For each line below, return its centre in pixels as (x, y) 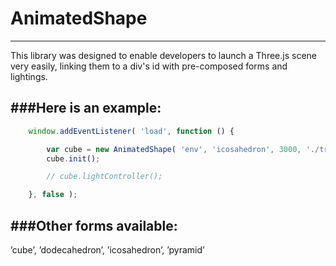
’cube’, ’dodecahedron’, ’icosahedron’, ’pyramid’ (107, 249)
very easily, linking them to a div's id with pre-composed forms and (149, 66)
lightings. (29, 76)
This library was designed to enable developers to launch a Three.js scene (163, 55)
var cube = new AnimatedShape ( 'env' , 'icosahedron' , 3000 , (174, 149)
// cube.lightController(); (104, 177)
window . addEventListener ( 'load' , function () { (131, 131)
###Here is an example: (86, 108)
